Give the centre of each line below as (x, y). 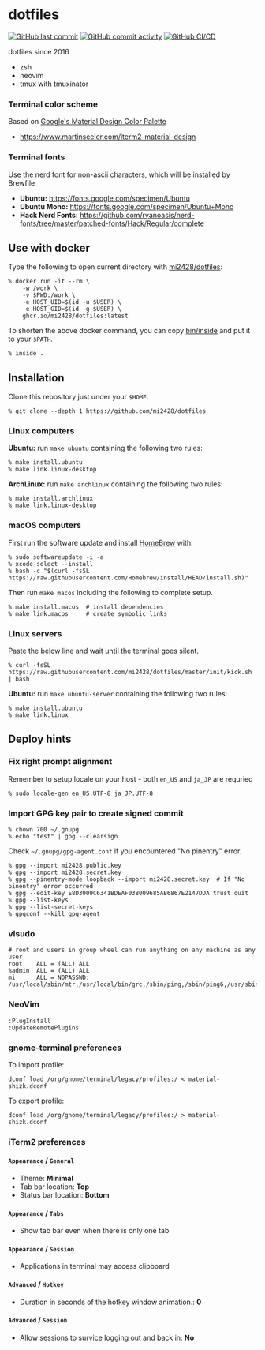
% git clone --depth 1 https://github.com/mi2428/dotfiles (107, 411)
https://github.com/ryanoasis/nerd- (137, 215)
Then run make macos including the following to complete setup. (110, 592)
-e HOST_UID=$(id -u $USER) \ (72, 302)
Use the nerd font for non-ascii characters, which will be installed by (119, 174)
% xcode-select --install (50, 564)
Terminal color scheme (53, 104)
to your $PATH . (31, 339)
